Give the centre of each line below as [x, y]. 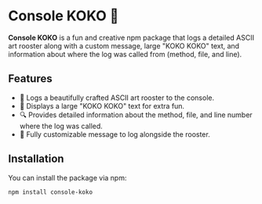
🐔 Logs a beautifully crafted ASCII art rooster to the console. [116, 98]
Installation [36, 159]
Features [30, 79]
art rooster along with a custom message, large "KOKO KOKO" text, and [124, 45]
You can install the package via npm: [67, 177]
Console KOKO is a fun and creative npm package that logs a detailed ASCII [131, 38]
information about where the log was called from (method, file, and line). [125, 54]
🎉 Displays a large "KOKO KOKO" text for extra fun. [102, 106]
